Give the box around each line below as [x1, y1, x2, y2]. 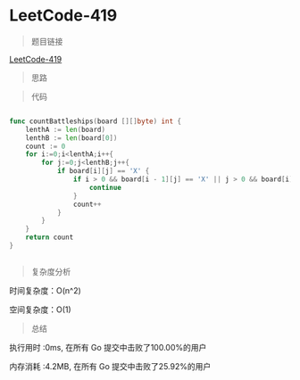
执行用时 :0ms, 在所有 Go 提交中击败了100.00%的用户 [9, 342, 207, 352]
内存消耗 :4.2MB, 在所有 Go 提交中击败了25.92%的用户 [9, 360, 212, 371]
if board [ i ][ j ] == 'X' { [56, 167, 150, 176]
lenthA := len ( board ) [25, 125, 105, 134]
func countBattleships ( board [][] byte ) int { [9, 117, 181, 126]
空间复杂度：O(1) [9, 304, 71, 315]
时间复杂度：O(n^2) [9, 285, 82, 295]
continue [88, 183, 122, 192]
